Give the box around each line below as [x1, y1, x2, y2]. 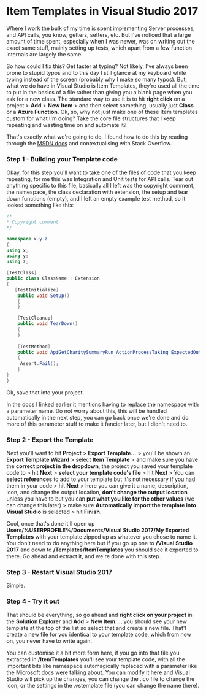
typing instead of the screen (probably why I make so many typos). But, [6, 75, 188, 83]
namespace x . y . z [6, 236, 48, 242]
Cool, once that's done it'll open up [6, 520, 95, 528]
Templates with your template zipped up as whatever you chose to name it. [6, 533, 197, 540]
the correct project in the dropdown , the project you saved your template [6, 463, 193, 470]
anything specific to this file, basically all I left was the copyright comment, [6, 182, 195, 190]
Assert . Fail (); [20, 361, 59, 367]
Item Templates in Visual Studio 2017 [6, 4, 198, 18]
